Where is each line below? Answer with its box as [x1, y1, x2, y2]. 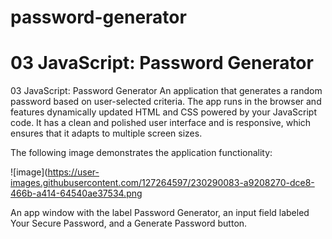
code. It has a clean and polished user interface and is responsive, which [10, 117, 312, 129]
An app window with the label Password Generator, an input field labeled [10, 207, 310, 219]
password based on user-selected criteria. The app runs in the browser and [10, 96, 322, 108]
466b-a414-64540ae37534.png [10, 187, 143, 200]
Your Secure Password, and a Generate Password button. [10, 217, 248, 230]
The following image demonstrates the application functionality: [10, 147, 273, 159]
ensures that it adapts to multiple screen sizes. [10, 127, 203, 140]
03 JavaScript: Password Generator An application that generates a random [10, 85, 323, 97]
